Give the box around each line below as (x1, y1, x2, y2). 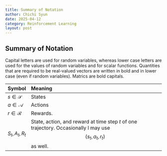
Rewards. (30, 110, 53, 117)
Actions (30, 101, 49, 108)
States (30, 93, 46, 100)
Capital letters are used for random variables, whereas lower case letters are (5, 57, 162, 63)
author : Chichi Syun (5, 12, 48, 17)
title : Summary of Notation (5, 7, 64, 12)
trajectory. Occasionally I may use (30, 124, 110, 131)
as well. (30, 143, 49, 150)
